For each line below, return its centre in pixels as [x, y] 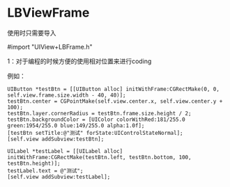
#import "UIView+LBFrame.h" [50, 47]
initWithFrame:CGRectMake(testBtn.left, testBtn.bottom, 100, [99, 157]
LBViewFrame [48, 13]
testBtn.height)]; [34, 163]
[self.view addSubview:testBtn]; [56, 139]
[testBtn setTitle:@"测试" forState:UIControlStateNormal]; [95, 133]
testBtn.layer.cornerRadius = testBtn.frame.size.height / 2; [99, 113]
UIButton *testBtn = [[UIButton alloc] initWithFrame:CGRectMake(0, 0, [113, 89]
